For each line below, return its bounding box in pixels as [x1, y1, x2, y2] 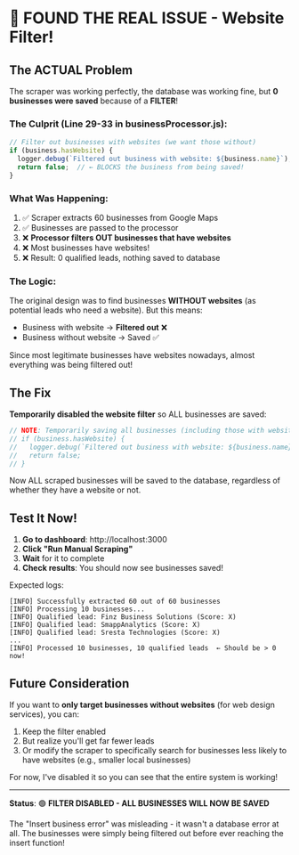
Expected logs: [9, 580, 64, 590]
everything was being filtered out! [9, 360, 133, 370]
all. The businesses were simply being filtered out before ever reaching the [9, 828, 284, 839]
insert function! [9, 837, 65, 849]
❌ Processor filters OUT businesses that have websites [21, 232, 231, 243]
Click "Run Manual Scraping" [21, 543, 133, 555]
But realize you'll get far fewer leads [21, 736, 155, 746]
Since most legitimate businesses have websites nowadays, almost [9, 350, 255, 361]
